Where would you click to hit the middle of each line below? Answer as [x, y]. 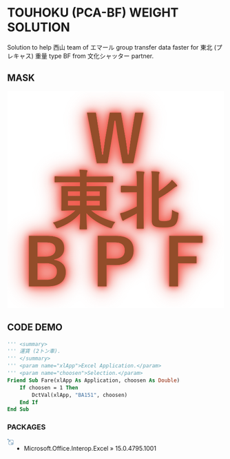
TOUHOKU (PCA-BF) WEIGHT [93, 13]
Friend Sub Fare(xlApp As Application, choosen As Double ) [94, 380]
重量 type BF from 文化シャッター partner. [94, 56]
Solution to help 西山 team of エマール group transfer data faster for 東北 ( [112, 47]
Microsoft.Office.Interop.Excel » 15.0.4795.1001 [90, 448]
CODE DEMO [35, 328]
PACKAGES [27, 427]
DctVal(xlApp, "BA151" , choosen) [80, 395]
